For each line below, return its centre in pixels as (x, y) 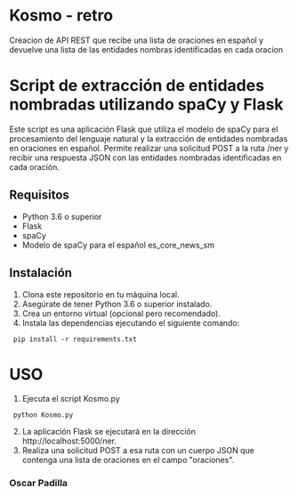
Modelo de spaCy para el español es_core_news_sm (118, 245)
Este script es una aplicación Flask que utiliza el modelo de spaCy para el (144, 129)
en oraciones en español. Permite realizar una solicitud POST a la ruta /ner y (149, 148)
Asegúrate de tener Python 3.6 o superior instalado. (117, 304)
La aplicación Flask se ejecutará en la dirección (109, 432)
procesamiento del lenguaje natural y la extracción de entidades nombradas (149, 138)
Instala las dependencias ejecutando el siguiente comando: (131, 322)
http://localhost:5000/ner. (69, 441)
